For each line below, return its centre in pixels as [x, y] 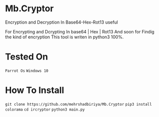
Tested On [27, 57]
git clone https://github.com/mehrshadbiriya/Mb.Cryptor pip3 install [79, 104]
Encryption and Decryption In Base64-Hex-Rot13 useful [62, 22]
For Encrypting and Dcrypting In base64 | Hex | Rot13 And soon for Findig [80, 31]
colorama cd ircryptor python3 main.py [45, 109]
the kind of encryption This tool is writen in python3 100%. [64, 37]
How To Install [35, 90]
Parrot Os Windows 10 [27, 71]
